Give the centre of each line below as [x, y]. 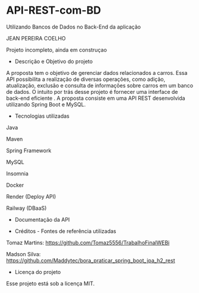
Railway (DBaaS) [26, 208]
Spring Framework [29, 150]
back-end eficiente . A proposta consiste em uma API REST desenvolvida [96, 98]
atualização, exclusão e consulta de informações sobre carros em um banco [100, 85]
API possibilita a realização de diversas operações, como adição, [86, 79]
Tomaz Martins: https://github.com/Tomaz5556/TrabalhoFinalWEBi [88, 242]
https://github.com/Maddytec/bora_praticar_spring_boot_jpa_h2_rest [91, 260]
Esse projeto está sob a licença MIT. [50, 283]
